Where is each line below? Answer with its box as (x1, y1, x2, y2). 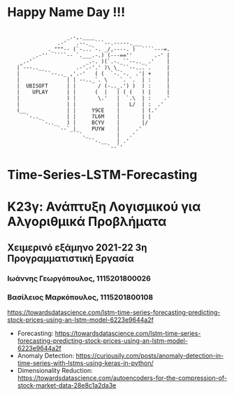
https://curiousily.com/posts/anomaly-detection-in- (75, 351, 224, 360)
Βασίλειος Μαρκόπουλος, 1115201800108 (7, 292, 154, 302)
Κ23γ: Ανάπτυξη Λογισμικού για (7, 199, 201, 215)
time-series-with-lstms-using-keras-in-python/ (17, 358, 154, 367)
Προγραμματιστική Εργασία (7, 253, 134, 264)
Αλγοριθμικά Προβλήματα (7, 214, 167, 229)
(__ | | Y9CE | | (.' (16, 106, 158, 114)
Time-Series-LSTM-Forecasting (7, 167, 198, 183)
